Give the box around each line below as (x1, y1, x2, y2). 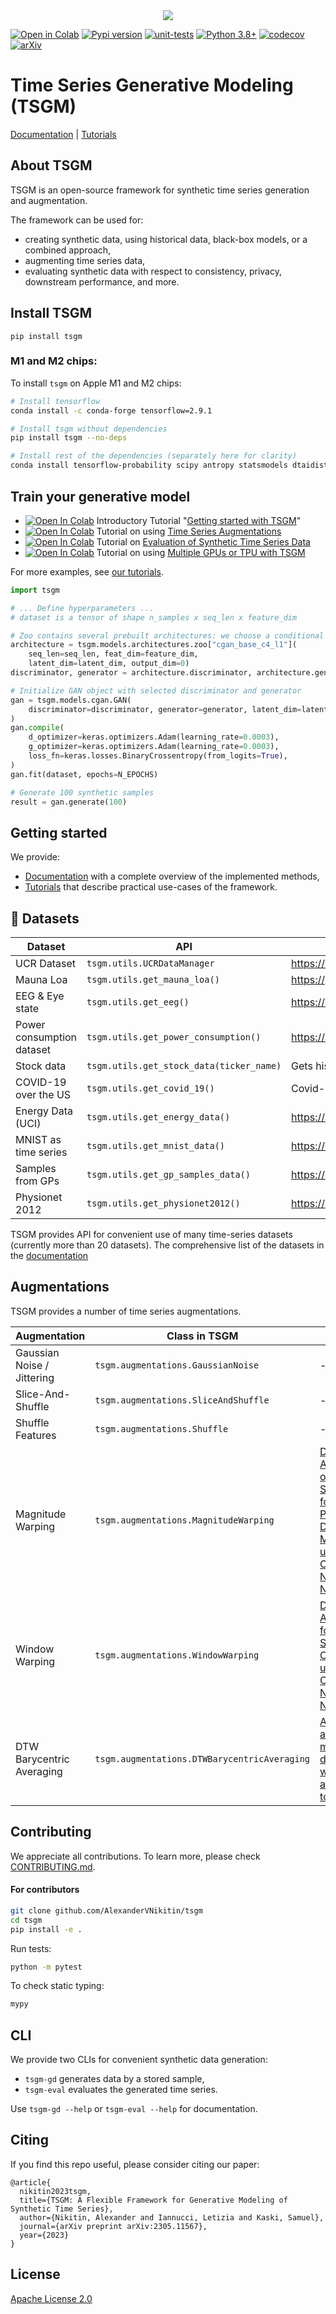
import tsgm (10, 585, 60, 595)
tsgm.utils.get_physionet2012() (86, 1198, 241, 1209)
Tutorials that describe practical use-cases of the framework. (24, 881, 278, 893)
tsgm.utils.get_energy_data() (86, 1112, 231, 1123)
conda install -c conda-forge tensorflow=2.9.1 (10, 405, 213, 416)
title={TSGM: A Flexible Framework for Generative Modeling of (19, 2195, 288, 2205)
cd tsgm (10, 1915, 43, 1925)
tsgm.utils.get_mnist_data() (86, 1140, 226, 1152)
